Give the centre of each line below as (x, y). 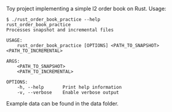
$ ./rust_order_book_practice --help (53, 20)
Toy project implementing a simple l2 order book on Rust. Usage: (86, 9)
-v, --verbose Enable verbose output (68, 92)
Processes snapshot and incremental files (60, 30)
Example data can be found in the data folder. (62, 103)
